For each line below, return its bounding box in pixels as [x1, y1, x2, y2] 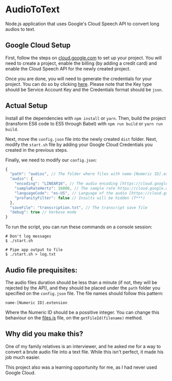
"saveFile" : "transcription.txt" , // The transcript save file [10, 205, 147, 210]
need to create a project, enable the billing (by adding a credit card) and [5, 60, 157, 66]
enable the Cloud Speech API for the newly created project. [5, 65, 131, 71]
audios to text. [5, 26, 36, 32]
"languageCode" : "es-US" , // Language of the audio [14, 190, 127, 196]
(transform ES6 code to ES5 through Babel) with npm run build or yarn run [5, 120, 163, 126]
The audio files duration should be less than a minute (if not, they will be [5, 279, 158, 285]
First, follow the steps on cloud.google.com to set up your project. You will [5, 55, 162, 61]
